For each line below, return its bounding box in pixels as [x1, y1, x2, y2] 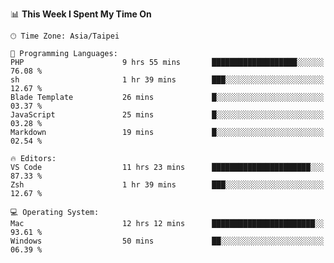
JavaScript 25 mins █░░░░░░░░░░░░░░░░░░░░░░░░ [10, 110, 325, 120]
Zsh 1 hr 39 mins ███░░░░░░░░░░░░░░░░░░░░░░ [10, 180, 325, 190]
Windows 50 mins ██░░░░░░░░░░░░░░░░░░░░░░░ [10, 236, 325, 246]
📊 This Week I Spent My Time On [10, 8, 152, 20]
